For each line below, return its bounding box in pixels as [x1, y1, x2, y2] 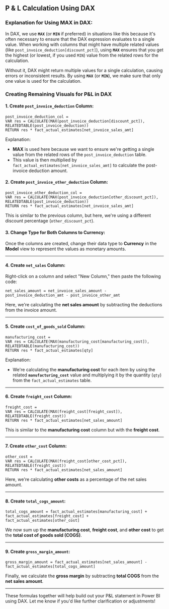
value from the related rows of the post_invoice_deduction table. [12, 151, 147, 157]
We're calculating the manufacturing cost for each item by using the [12, 366, 155, 372]
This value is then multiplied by [12, 156, 77, 163]
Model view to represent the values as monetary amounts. [5, 246, 126, 252]
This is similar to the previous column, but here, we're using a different [5, 212, 151, 218]
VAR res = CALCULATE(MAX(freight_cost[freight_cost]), [5, 409, 123, 414]
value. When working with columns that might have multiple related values [5, 41, 159, 47]
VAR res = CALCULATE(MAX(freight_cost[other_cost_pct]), [5, 459, 127, 464]
